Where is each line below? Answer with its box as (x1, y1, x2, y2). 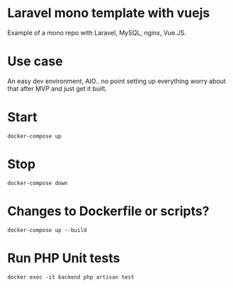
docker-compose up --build (7, 226, 87, 233)
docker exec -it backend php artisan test (7, 273, 135, 281)
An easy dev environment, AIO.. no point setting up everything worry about (7, 77, 227, 85)
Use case (7, 53, 63, 70)
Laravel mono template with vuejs (7, 5, 210, 21)
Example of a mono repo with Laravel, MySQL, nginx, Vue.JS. (7, 28, 186, 37)
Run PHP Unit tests (7, 250, 120, 266)
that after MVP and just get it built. (7, 84, 108, 93)
